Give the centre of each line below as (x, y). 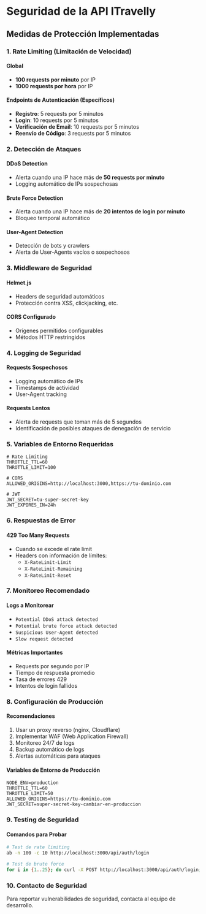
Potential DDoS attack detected (56, 619)
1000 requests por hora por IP (54, 86)
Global (15, 66)
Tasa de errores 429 (41, 679)
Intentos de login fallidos (46, 685)
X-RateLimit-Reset (48, 575)
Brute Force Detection (35, 198)
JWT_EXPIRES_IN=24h (31, 505)
